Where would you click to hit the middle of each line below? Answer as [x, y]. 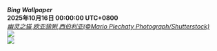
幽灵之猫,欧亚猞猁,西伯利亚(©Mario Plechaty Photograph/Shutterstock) [108, 26]
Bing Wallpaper [30, 10]
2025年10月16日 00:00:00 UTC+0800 [63, 18]
